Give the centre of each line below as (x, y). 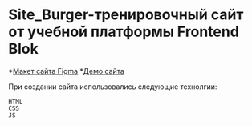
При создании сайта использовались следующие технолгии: (113, 87)
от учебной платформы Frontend (124, 32)
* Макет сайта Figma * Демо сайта (66, 71)
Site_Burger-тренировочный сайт (126, 15)
